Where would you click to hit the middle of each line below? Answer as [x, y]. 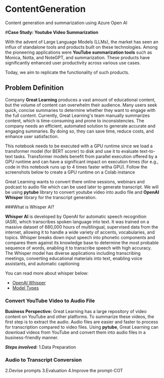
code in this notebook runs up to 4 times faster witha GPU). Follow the [76, 167]
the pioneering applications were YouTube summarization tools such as [79, 52]
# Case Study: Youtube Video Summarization [52, 32]
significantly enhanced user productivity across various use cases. [73, 63]
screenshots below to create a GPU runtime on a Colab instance [70, 172]
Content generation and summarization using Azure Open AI [66, 23]
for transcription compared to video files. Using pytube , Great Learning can [82, 327]
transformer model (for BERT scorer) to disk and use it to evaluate [72, 151]
